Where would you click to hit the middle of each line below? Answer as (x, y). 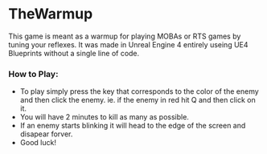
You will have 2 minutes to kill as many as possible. (104, 117)
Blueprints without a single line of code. (74, 53)
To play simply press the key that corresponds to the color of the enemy (139, 91)
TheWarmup (51, 14)
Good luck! (38, 143)
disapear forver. (46, 134)
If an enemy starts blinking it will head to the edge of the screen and (133, 126)
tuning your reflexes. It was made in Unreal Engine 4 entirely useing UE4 (128, 44)
